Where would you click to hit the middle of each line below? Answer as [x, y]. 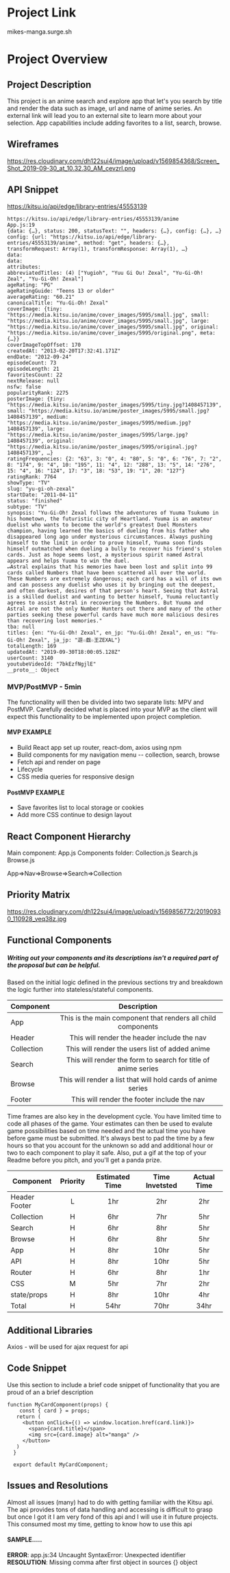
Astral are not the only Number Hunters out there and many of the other [115, 609]
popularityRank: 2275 [38, 393]
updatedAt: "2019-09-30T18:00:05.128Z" [64, 652]
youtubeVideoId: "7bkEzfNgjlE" [52, 664]
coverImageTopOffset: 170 [44, 345]
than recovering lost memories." [55, 621]
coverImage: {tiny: [35, 309]
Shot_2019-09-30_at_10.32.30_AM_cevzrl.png [71, 168]
